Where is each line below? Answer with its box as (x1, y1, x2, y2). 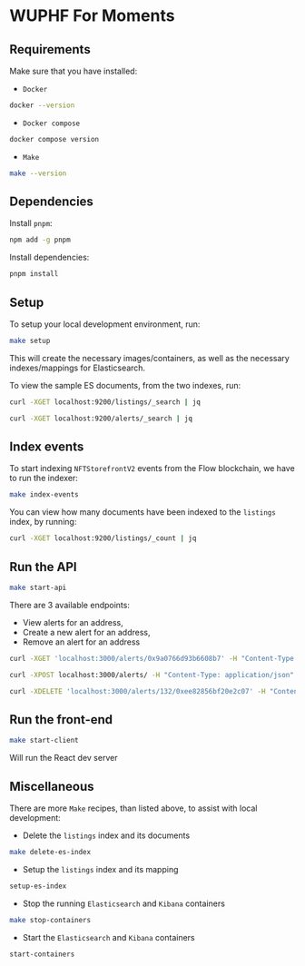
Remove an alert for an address (22, 636, 141, 647)
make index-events (9, 490, 79, 499)
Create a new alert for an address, (22, 626, 152, 637)
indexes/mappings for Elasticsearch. (9, 362, 146, 373)
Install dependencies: (9, 251, 90, 263)
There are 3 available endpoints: (9, 599, 130, 610)
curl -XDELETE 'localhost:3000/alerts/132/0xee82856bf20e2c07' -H (9, 686, 266, 695)
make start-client (9, 736, 79, 745)
